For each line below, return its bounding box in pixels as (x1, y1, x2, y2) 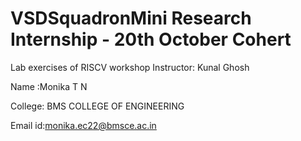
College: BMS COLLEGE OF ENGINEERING (10, 100, 185, 112)
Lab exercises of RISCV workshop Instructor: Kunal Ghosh (10, 61, 250, 73)
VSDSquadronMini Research (10, 7, 252, 30)
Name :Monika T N (10, 80, 88, 92)
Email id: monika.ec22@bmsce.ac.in (10, 119, 157, 131)
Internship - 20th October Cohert (10, 28, 292, 51)
